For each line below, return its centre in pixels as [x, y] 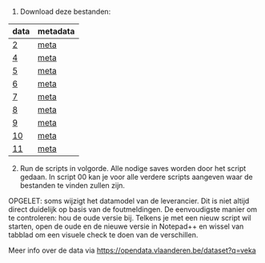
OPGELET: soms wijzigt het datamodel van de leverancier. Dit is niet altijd [129, 201]
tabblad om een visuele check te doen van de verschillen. [103, 235]
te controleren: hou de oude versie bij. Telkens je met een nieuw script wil [130, 218]
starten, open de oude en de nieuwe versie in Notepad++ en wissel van [126, 226]
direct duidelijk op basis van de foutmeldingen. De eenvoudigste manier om [133, 209]
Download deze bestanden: [65, 12]
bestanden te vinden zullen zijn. [72, 185]
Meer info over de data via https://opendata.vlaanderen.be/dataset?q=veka [132, 250]
